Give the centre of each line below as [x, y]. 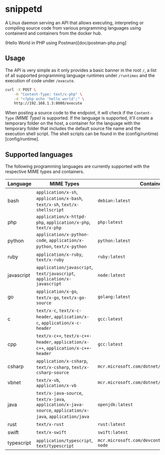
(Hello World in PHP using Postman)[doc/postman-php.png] [66, 42]
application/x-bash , [59, 198]
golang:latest [114, 297]
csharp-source [53, 373]
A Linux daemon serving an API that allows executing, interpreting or [74, 23]
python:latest [114, 241]
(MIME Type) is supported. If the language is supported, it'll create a [84, 118]
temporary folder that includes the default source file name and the [73, 129]
